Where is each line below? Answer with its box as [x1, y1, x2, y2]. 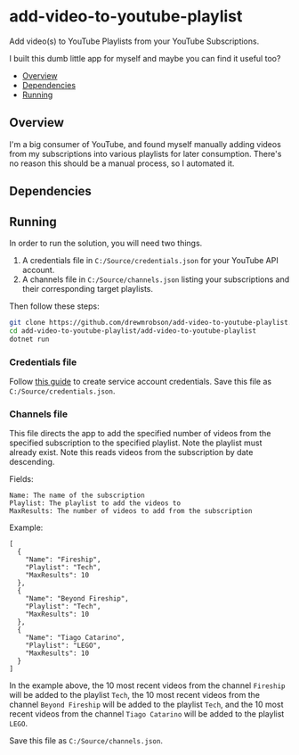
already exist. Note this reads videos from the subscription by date [9, 447, 254, 458]
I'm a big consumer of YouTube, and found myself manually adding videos [9, 138, 282, 149]
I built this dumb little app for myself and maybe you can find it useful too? [9, 53, 281, 63]
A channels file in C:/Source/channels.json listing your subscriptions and [21, 274, 290, 285]
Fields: [9, 474, 34, 485]
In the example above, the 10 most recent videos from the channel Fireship [9, 680, 286, 691]
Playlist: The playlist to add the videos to [9, 499, 181, 508]
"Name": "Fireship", [25, 555, 101, 564]
